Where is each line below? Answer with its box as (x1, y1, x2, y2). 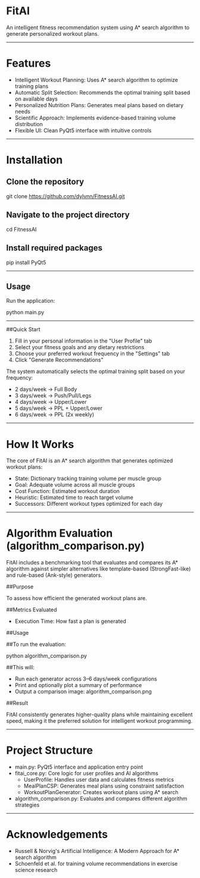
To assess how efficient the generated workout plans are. (6, 595, 147, 602)
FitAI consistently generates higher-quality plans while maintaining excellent (6, 711, 193, 718)
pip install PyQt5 (6, 259, 46, 266)
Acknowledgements (6, 828, 108, 841)
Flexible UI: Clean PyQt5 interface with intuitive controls (14, 127, 152, 134)
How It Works (6, 437, 74, 451)
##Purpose (6, 583, 34, 590)
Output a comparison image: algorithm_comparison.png (14, 688, 152, 695)
